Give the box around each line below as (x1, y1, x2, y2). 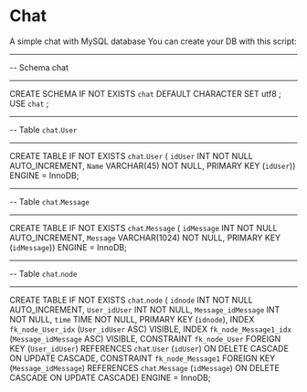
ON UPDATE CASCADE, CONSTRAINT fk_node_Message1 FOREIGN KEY (9, 353, 276, 364)
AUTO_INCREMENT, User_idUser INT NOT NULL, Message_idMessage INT (9, 303, 281, 315)
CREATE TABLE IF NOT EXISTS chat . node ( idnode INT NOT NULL (9, 294, 253, 305)
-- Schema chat (9, 61, 69, 73)
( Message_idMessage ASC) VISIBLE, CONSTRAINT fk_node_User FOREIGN (9, 333, 281, 344)
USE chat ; (9, 98, 49, 109)
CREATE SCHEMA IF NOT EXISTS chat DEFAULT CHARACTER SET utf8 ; (9, 88, 281, 99)
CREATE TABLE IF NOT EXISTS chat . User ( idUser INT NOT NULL (9, 150, 253, 161)
